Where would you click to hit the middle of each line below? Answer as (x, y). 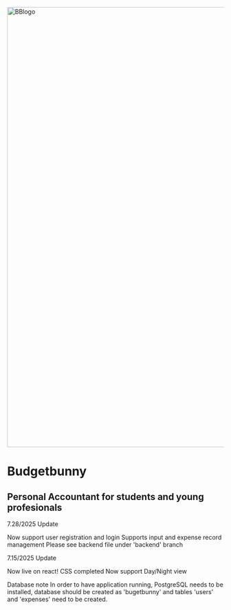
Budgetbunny (47, 471)
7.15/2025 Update (32, 558)
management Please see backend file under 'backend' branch (95, 545)
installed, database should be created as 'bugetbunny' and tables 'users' (110, 592)
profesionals (35, 507)
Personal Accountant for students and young (106, 497)
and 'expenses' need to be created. (57, 599)
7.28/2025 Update (33, 524)
